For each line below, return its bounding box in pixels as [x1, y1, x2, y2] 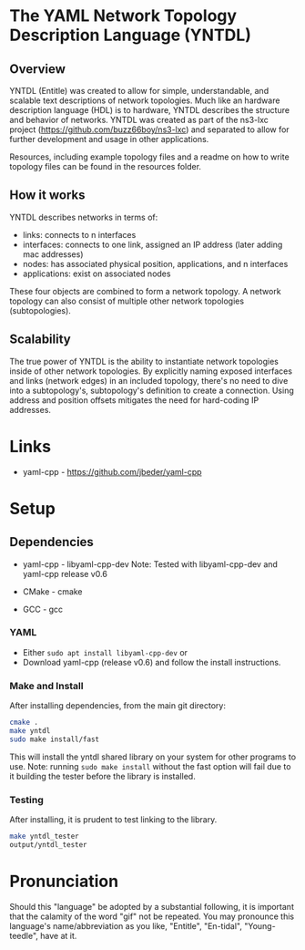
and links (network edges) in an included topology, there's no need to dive [9, 375, 289, 386]
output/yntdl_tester [9, 840, 88, 849]
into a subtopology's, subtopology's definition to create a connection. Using [9, 385, 294, 396]
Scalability [9, 332, 71, 347]
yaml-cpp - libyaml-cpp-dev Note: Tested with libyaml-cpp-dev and [22, 558, 278, 570]
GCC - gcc [22, 604, 64, 614]
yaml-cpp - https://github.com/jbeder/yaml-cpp [22, 466, 202, 477]
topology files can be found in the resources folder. [9, 161, 202, 171]
